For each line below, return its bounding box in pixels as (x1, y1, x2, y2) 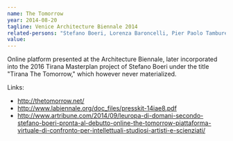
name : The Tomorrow (7, 10, 64, 17)
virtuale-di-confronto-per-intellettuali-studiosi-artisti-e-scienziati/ (17, 126, 206, 135)
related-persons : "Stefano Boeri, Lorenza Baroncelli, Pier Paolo (7, 29, 203, 37)
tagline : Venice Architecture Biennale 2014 (7, 23, 138, 30)
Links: (7, 83, 24, 92)
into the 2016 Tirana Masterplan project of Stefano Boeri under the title (7, 63, 209, 71)
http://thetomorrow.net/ (17, 97, 85, 105)
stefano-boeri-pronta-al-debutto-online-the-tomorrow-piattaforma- (17, 119, 212, 127)
